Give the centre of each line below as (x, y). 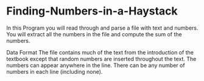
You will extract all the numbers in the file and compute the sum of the (94, 34)
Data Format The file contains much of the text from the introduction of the (100, 52)
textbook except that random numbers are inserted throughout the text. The (101, 59)
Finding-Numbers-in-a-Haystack (92, 11)
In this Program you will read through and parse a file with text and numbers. (102, 28)
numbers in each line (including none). (55, 71)
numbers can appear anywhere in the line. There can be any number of (96, 65)
